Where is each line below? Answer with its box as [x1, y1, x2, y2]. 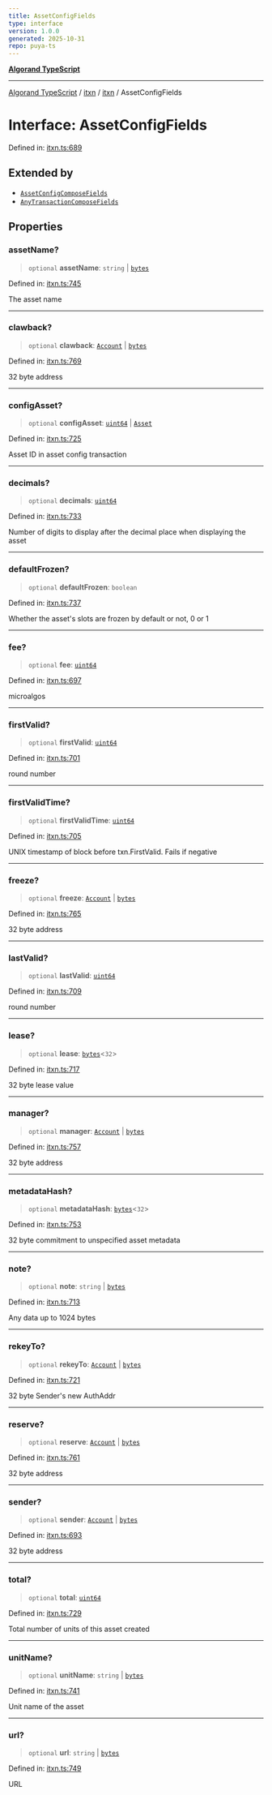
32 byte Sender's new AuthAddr [8, 1390, 116, 1400]
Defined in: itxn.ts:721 [8, 1375, 81, 1385]
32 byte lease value [8, 1080, 74, 1089]
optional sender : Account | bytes [28, 1514, 138, 1525]
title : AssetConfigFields [8, 11, 96, 20]
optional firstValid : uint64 [28, 737, 117, 747]
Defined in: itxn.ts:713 [8, 1297, 81, 1307]
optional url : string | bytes [28, 1748, 120, 1758]
